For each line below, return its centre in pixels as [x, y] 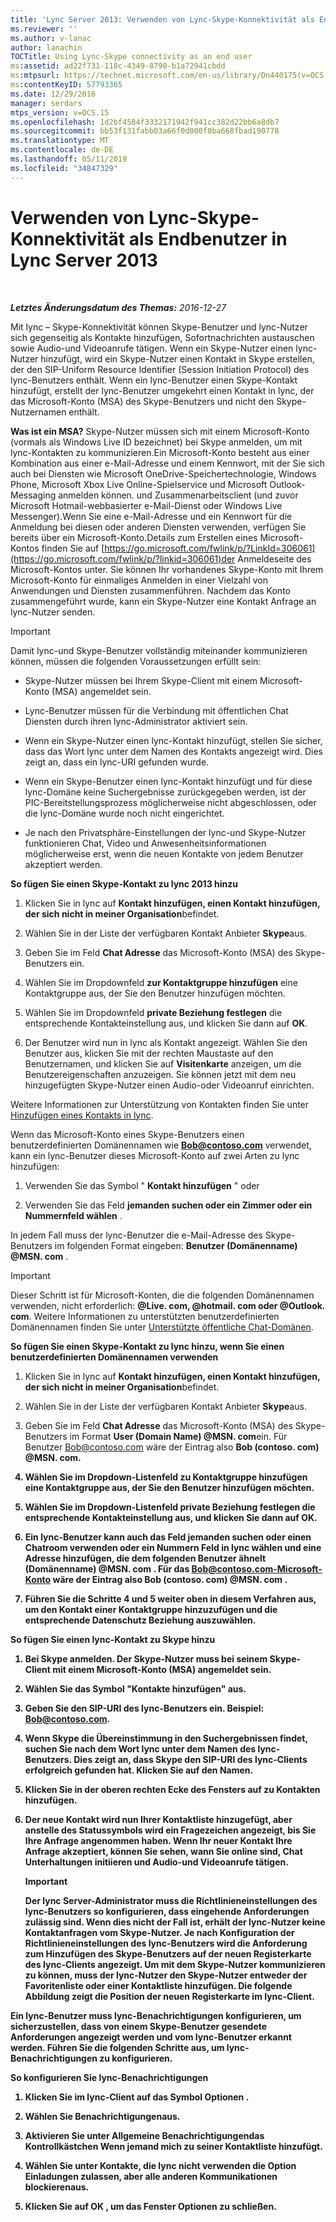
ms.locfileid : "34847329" [64, 168]
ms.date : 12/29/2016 [53, 94]
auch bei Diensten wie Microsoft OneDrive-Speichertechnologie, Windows [163, 473]
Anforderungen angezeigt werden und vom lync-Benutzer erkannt [151, 2037]
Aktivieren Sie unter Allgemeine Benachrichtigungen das [144, 2135]
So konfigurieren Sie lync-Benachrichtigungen [109, 2077]
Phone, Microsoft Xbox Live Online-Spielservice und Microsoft [139, 484]
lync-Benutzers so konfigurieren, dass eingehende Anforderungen [167, 1911]
